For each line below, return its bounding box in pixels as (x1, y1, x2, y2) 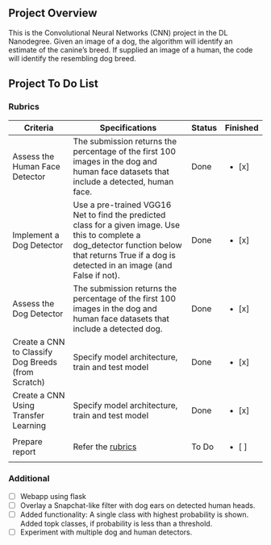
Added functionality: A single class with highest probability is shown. (19, 510, 249, 519)
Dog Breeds (12, 356, 58, 368)
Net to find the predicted (73, 209, 166, 220)
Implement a (12, 229, 60, 240)
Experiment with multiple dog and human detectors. (19, 527, 193, 537)
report (12, 446, 36, 457)
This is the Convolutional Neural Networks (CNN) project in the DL (8, 27, 228, 37)
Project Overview (8, 6, 98, 20)
